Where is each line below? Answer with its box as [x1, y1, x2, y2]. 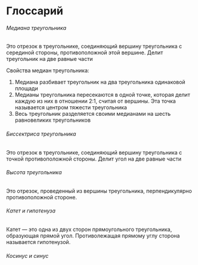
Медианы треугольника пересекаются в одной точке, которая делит [14, 91, 191, 98]
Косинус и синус [6, 252, 49, 259]
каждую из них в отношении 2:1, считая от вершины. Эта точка [14, 97, 176, 105]
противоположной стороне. [6, 193, 78, 201]
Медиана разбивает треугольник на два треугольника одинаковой [14, 79, 186, 86]
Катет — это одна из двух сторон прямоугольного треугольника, [6, 226, 172, 233]
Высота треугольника [6, 169, 62, 176]
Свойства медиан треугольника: [6, 67, 89, 74]
